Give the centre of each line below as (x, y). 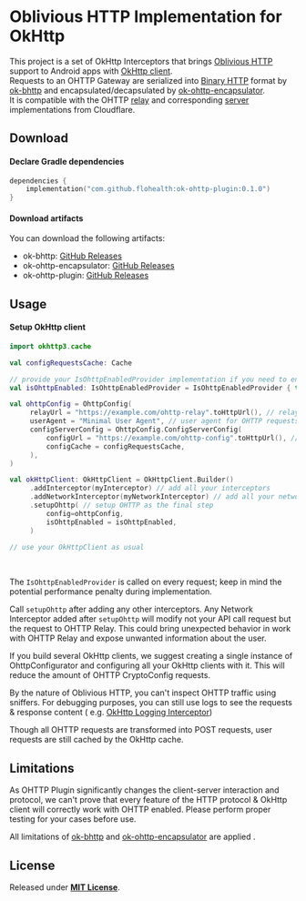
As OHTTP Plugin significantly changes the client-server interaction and (144, 790)
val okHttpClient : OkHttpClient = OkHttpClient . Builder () (122, 480)
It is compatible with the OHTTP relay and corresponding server (129, 100)
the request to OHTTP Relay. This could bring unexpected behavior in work (150, 629)
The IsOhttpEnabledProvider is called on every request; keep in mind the (146, 582)
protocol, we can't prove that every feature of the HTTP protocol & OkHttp (148, 800)
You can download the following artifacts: (87, 238)
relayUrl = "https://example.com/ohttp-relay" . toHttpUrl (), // (152, 413)
